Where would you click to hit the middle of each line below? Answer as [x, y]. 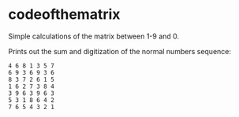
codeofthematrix [64, 15]
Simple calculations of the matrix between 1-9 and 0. [94, 36]
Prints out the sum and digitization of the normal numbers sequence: [119, 51]
